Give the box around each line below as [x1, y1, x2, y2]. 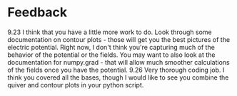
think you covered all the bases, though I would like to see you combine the [7, 73, 229, 82]
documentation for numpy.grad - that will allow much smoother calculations [7, 58, 230, 66]
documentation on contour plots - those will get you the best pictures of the [7, 35, 231, 43]
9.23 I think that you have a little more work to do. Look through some [7, 28, 212, 36]
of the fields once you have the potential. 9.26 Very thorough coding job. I [7, 65, 225, 74]
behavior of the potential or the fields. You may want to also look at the [7, 50, 216, 59]
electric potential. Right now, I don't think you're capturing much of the [7, 43, 216, 51]
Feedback [7, 4, 68, 21]
